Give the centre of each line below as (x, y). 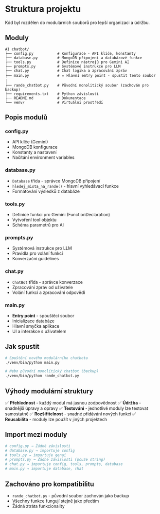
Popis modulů (26, 118)
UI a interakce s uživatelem (39, 331)
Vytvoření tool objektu (34, 220)
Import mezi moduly (36, 435)
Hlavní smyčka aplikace (36, 326)
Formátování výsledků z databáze (46, 191)
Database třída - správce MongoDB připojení (56, 181)
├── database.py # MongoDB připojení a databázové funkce (74, 58)
